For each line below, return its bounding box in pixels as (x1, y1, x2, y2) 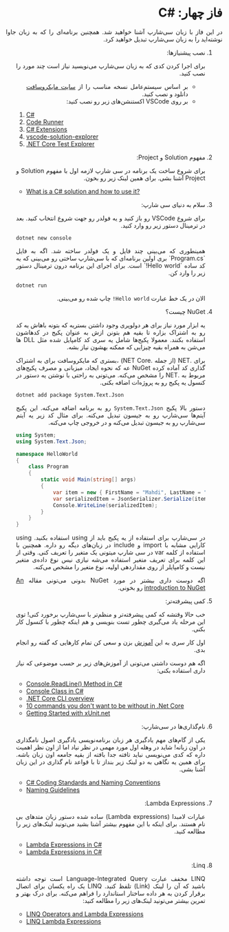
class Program (28, 464, 69, 470)
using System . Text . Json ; (15, 438, 87, 445)
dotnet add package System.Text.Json (15, 391, 124, 398)
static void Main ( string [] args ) (41, 476, 137, 484)
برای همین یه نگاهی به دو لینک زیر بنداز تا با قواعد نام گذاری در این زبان (15, 757, 206, 766)
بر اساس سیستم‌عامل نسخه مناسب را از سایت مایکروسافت (25, 82, 189, 90)
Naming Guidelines (25, 786, 80, 794)
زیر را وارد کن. (168, 268, 206, 277)
